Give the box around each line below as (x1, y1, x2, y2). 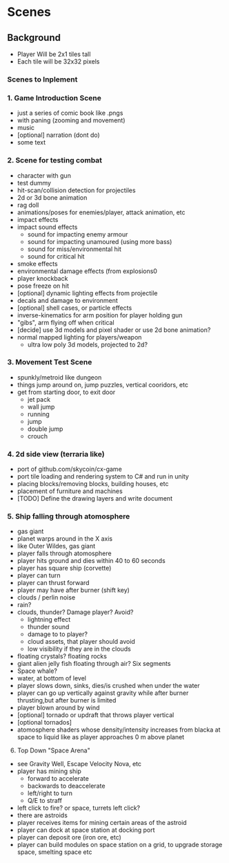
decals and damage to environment (17, 296, 119, 304)
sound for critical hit (27, 252, 85, 260)
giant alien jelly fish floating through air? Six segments (17, 660, 171, 668)
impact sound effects (17, 223, 78, 231)
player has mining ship (17, 767, 81, 775)
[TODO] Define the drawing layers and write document (17, 494, 172, 503)
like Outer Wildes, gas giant (17, 542, 95, 550)
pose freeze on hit (17, 281, 70, 290)
